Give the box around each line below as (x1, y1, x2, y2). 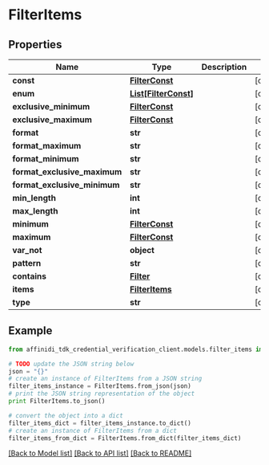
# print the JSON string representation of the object (8, 390, 195, 398)
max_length (12, 206, 58, 216)
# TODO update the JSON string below (8, 360, 134, 368)
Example (8, 324, 53, 338)
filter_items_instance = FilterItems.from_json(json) (8, 382, 192, 390)
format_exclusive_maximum (12, 166, 122, 177)
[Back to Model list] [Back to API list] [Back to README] (8, 448, 192, 459)
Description (201, 62, 247, 72)
